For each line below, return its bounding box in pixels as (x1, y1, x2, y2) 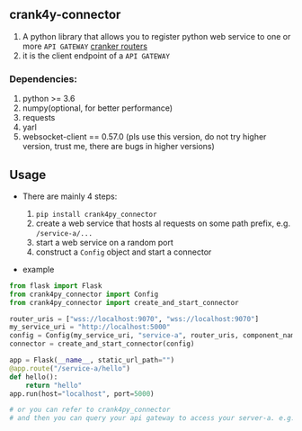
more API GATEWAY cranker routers (22, 40, 148, 51)
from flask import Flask (9, 281, 102, 291)
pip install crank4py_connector (35, 210, 157, 219)
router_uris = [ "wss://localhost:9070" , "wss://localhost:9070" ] (9, 314, 259, 323)
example (22, 264, 55, 274)
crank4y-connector (9, 7, 121, 22)
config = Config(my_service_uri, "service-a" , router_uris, (9, 331, 240, 340)
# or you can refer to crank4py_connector (9, 405, 171, 415)
